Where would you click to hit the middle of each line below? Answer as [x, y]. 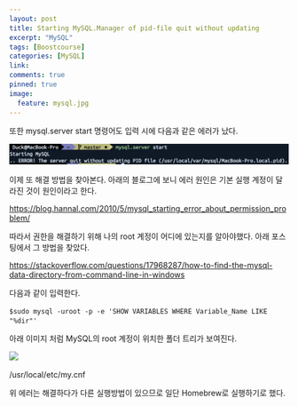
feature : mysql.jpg [53, 103]
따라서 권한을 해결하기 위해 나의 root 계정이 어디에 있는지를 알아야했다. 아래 [140, 236]
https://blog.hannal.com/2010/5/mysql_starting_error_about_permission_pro [148, 209]
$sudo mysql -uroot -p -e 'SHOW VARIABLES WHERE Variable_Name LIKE [138, 312]
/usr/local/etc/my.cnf [47, 375]
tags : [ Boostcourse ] [47, 47]
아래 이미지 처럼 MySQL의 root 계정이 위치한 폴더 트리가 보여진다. [123, 338]
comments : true [37, 76]
